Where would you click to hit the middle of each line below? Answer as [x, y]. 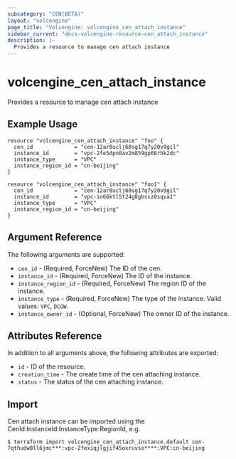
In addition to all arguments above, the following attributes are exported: [113, 353]
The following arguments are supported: [66, 254]
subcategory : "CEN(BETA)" [45, 14]
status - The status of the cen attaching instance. [90, 382]
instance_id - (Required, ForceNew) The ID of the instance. [104, 275]
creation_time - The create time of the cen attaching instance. [109, 374]
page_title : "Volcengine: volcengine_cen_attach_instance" [97, 27]
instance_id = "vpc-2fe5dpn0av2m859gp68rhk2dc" [97, 153]
